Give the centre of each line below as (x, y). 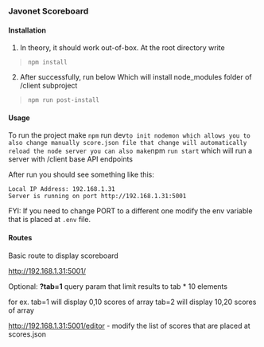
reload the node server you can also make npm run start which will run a (130, 151)
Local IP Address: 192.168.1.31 (62, 189)
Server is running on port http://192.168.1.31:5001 (97, 197)
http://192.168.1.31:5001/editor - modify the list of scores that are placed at (129, 326)
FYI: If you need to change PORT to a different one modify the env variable (130, 211)
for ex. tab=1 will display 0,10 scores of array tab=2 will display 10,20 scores (132, 302)
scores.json (27, 334)
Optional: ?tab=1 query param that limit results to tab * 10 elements (118, 286)
